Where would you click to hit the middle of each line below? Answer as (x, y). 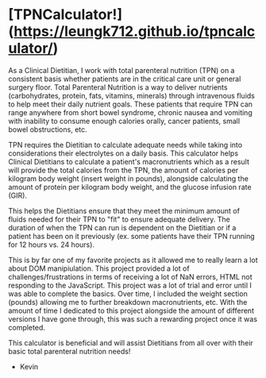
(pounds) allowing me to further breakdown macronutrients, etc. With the (128, 302)
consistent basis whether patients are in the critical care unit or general (125, 79)
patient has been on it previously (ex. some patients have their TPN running (132, 236)
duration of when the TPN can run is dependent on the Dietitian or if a (122, 227)
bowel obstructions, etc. (48, 129)
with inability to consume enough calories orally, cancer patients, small (124, 121)
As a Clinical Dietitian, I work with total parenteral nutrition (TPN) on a (121, 70)
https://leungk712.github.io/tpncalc (135, 31)
